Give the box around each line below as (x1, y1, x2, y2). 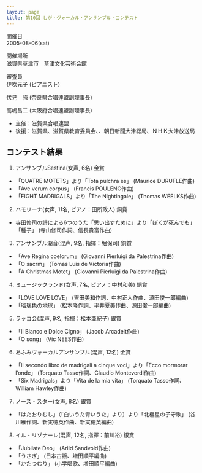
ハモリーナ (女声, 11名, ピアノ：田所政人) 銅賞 (15, 206, 128, 213)
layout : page (6, 9, 40, 15)
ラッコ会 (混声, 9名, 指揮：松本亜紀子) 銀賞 (15, 315, 122, 322)
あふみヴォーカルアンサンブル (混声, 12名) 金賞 (15, 348, 132, 356)
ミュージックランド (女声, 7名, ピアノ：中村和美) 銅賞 (15, 281, 148, 289)
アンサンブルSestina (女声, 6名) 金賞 (15, 164, 105, 172)
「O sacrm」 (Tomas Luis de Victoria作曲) (15, 260, 121, 268)
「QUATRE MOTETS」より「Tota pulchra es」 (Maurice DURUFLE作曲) (15, 178, 195, 185)
